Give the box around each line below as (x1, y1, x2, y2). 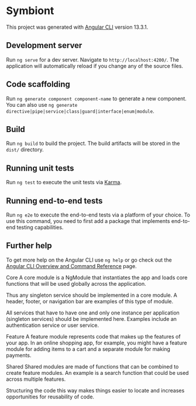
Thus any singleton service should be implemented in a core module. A (6, 292, 177, 299)
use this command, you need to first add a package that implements (6, 218, 170, 224)
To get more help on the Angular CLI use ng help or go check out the (6, 256, 172, 263)
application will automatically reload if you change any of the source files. (6, 62, 183, 69)
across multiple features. (6, 375, 66, 383)
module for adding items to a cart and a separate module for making (6, 345, 171, 353)
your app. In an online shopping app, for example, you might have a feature (6, 339, 187, 346)
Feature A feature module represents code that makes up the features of (6, 333, 181, 340)
